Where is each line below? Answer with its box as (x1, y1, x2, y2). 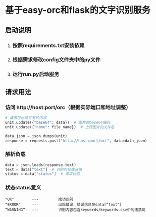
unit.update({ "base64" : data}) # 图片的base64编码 (5, 120, 110, 125)
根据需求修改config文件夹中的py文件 (12, 56, 101, 63)
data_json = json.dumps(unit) (5, 133, 68, 139)
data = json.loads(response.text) (5, 162, 77, 167)
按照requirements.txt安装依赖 (12, 42, 85, 49)
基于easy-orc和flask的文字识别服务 (5, 4, 151, 16)
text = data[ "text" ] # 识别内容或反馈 (5, 167, 82, 172)
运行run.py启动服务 (12, 71, 59, 78)
